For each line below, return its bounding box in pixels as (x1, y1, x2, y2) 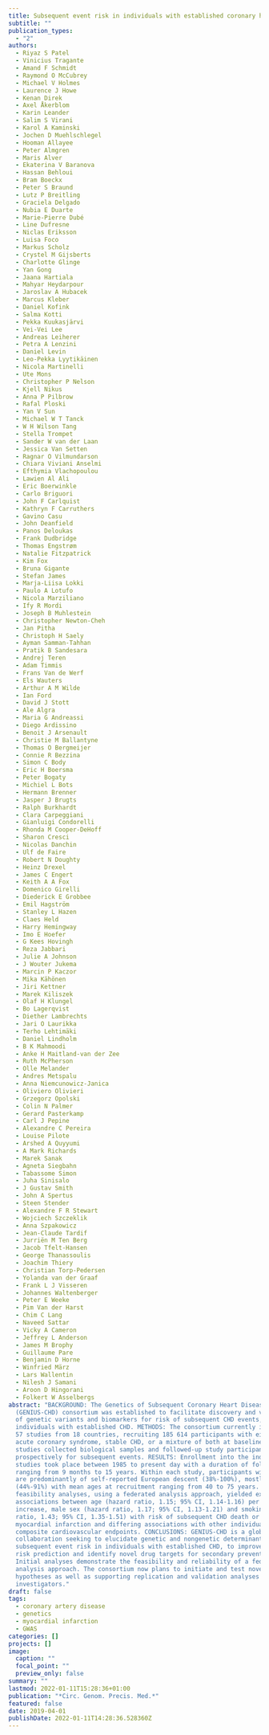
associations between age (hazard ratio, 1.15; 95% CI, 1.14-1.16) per (15, 1498, 260, 1506)
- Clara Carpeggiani (15, 810, 84, 819)
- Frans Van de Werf (15, 668, 84, 677)
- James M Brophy (15, 1341, 74, 1349)
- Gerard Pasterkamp (15, 1109, 84, 1117)
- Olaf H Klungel (15, 998, 74, 1006)
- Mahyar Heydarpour (15, 280, 84, 289)
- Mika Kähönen (15, 975, 66, 983)
